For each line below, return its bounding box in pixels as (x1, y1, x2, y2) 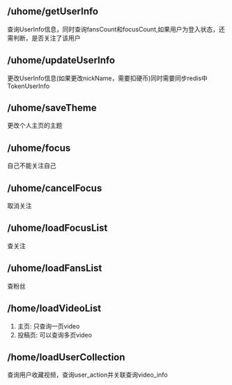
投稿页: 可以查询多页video (17, 330, 93, 339)
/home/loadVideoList (7, 303, 102, 314)
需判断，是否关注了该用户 (7, 34, 81, 42)
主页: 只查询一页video (17, 321, 80, 330)
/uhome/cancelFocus (7, 182, 102, 194)
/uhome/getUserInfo (7, 6, 99, 17)
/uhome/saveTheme (7, 102, 97, 114)
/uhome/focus (7, 142, 71, 154)
